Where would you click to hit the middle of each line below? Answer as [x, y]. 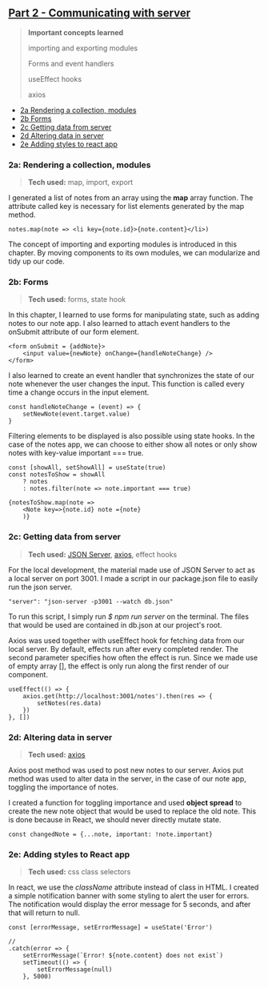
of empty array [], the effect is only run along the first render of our [119, 666]
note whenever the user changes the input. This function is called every [127, 384]
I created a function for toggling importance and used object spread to [125, 803]
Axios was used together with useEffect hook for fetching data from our [126, 641]
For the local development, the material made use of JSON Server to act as [132, 570]
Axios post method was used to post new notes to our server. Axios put [126, 770]
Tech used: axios [56, 755]
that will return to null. [44, 913]
